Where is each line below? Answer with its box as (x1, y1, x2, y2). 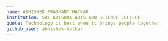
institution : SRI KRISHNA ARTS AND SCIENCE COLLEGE (6, 14, 141, 20)
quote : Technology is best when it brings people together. (6, 20, 163, 26)
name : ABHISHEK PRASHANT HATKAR (6, 8, 89, 15)
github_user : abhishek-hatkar (6, 25, 84, 32)
